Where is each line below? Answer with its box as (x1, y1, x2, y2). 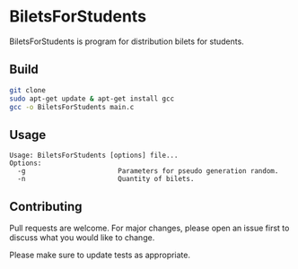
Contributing (9, 199, 83, 214)
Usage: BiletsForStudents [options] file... (9, 151, 179, 161)
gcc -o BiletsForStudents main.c (9, 102, 135, 111)
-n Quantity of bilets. (17, 175, 195, 184)
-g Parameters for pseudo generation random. (17, 167, 279, 176)
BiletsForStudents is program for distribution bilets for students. (9, 36, 244, 47)
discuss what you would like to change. (9, 232, 155, 243)
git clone (9, 85, 47, 95)
